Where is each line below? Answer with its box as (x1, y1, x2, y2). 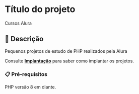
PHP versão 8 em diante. (5, 84, 56, 90)
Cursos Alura (5, 20, 32, 26)
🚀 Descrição (5, 35, 44, 43)
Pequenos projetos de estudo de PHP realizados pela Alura (5, 48, 127, 54)
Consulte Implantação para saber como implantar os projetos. (5, 58, 134, 64)
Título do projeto (5, 4, 76, 15)
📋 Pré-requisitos (5, 70, 47, 77)
